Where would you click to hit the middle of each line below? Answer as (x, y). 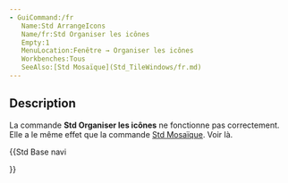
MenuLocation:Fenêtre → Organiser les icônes (107, 51)
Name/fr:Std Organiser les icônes (85, 34)
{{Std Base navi (38, 152)
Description (42, 104)
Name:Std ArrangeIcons (63, 26)
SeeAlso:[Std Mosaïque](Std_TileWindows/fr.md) (111, 68)
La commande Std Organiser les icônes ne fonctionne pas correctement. (144, 125)
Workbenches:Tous (54, 59)
